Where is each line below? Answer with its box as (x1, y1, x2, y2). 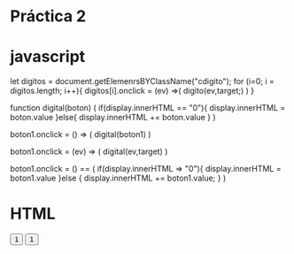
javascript (10, 47, 86, 67)
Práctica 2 (10, 6, 87, 27)
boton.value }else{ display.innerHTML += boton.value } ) (10, 112, 216, 123)
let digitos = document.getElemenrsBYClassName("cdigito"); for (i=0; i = (10, 76, 275, 87)
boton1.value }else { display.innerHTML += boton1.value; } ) (10, 173, 227, 183)
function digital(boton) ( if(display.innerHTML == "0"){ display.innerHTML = (10, 103, 286, 113)
